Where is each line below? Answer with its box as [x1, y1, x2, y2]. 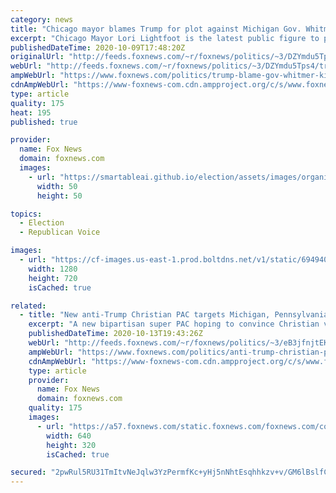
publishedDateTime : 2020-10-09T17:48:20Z [10, 42, 186, 53]
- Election [19, 218, 65, 228]
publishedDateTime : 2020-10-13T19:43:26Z [28, 329, 203, 339]
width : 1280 [28, 264, 78, 274]
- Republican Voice [19, 227, 101, 238]
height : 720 [28, 273, 78, 283]
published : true [10, 117, 78, 127]
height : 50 [36, 191, 83, 201]
